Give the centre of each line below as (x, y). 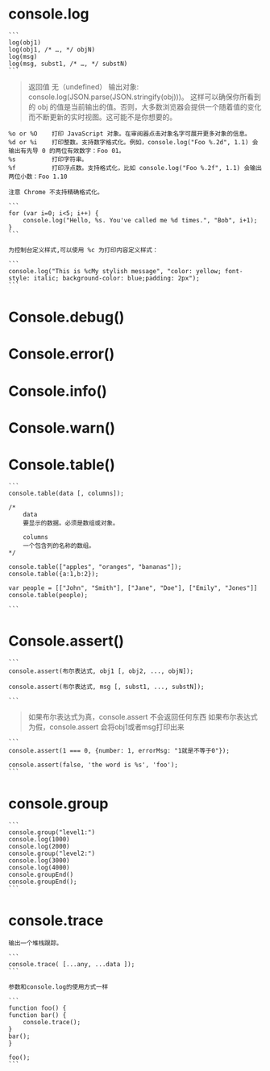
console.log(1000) (39, 839)
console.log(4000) (39, 867)
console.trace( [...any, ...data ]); (72, 965)
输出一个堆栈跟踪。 (35, 944)
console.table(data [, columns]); (66, 493)
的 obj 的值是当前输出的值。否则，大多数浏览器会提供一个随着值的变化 (145, 106)
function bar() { (37, 1015)
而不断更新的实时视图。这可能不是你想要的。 (102, 117)
